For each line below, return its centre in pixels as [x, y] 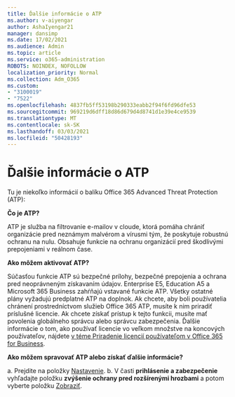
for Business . [26, 344]
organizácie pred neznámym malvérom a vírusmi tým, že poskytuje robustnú [118, 234]
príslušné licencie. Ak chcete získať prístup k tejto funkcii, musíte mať [108, 314]
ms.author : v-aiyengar [40, 20]
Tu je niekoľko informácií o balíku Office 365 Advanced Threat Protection [113, 192]
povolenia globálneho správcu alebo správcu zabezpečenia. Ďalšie [104, 321]
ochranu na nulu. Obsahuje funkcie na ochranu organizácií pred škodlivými [115, 242]
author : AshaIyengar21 [40, 27]
